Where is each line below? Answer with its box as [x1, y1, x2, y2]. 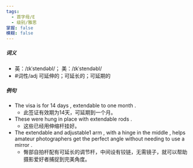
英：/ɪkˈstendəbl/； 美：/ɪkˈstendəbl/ [14, 65, 102, 72]
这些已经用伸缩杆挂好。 [23, 122, 80, 129]
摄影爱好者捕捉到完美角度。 [23, 156, 91, 163]
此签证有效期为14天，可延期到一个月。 [23, 109, 116, 116]
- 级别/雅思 [11, 19, 37, 25]
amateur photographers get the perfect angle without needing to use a [14, 135, 185, 142]
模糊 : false [6, 30, 33, 36]
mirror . [14, 142, 33, 149]
